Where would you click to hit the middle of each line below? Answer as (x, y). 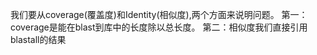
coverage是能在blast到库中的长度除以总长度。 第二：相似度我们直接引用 (159, 27)
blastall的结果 (38, 39)
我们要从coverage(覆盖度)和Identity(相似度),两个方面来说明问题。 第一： (159, 14)
